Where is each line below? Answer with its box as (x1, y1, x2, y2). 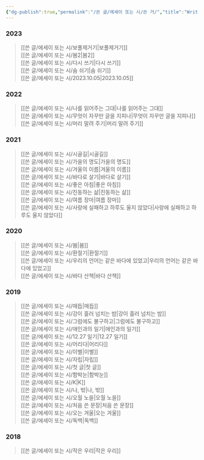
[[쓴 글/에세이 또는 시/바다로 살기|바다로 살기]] (20, 173, 131, 180)
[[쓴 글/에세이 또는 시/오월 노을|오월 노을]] (20, 394, 121, 401)
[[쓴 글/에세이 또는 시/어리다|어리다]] (20, 340, 108, 348)
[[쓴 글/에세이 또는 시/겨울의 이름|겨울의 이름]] (20, 166, 131, 173)
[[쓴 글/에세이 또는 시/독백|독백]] (20, 417, 98, 425)
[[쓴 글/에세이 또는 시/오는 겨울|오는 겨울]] (20, 409, 121, 417)
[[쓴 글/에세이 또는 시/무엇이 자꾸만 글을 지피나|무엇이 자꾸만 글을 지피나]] (20, 112, 196, 120)
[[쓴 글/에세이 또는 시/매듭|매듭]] (20, 302, 98, 310)
